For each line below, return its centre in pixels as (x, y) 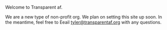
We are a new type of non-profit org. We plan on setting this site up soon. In (83, 17)
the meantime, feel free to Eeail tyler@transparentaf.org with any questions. (83, 22)
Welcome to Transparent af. (34, 7)
